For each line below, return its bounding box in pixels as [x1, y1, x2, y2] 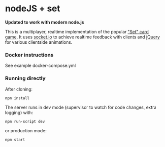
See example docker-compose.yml [5, 62, 76, 69]
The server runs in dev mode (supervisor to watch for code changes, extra [5, 104, 157, 110]
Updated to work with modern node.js [5, 19, 85, 25]
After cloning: [5, 86, 33, 92]
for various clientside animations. [5, 39, 72, 45]
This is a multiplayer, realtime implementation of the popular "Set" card [5, 29, 149, 34]
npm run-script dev [5, 119, 45, 124]
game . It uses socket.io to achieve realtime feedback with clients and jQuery [5, 34, 160, 40]
